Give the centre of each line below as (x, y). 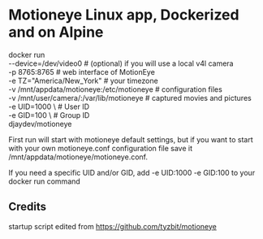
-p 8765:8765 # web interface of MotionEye (82, 72)
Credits (28, 207)
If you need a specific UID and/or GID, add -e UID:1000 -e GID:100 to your (132, 172)
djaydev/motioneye (40, 124)
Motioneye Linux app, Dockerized (124, 15)
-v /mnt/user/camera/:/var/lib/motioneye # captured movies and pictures (130, 98)
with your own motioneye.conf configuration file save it (101, 148)
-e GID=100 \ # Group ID (49, 115)
